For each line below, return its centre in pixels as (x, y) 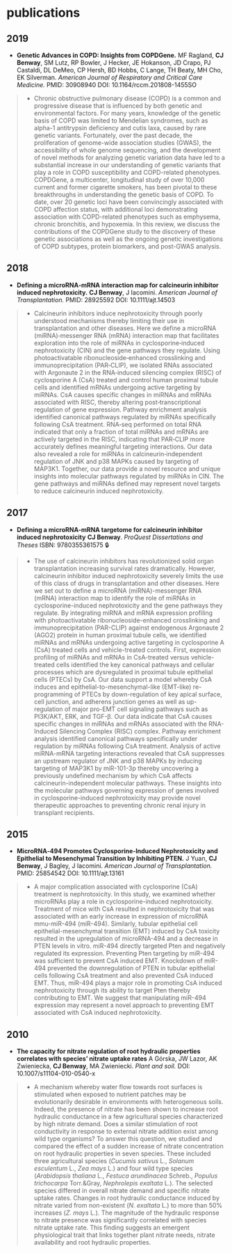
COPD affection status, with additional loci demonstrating (116, 209)
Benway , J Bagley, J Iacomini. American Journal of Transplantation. (114, 866)
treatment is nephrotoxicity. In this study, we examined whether (125, 894)
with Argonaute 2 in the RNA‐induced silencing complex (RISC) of (127, 372)
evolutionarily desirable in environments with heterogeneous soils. (129, 1102)
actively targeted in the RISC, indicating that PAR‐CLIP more (119, 439)
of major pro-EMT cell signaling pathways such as (136, 709)
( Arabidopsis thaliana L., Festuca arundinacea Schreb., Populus (126, 1176)
